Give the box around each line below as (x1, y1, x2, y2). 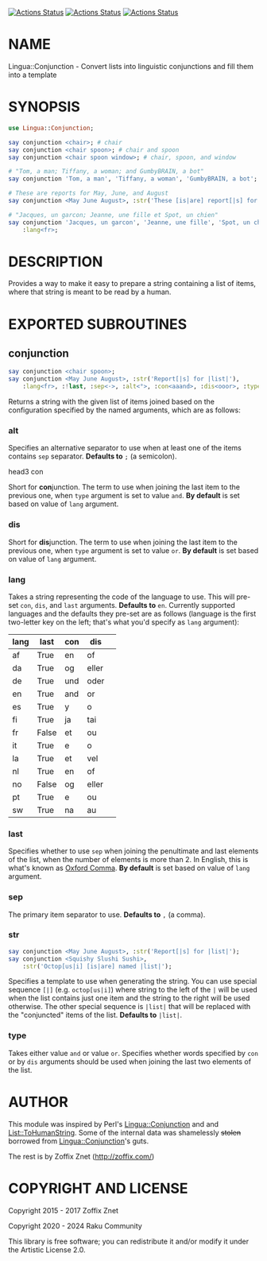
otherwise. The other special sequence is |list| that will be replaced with (8, 1002, 251, 1012)
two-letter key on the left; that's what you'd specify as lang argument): (8, 617, 240, 627)
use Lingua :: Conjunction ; (8, 124, 94, 132)
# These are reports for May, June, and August (8, 189, 169, 198)
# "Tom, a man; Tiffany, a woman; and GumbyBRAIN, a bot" (8, 168, 204, 176)
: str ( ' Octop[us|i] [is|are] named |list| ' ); (22, 962, 172, 970)
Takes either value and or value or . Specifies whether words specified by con (8, 1048, 258, 1058)
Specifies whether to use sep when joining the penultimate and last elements (8, 846, 259, 856)
